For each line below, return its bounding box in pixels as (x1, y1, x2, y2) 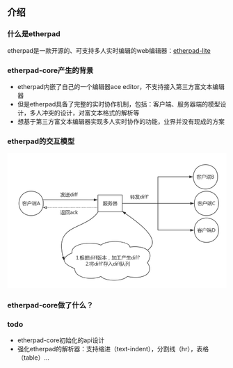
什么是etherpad (7, 29, 61, 39)
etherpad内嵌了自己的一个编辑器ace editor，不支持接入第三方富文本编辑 (17, 82, 225, 90)
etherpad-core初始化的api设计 (17, 336, 105, 344)
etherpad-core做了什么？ (7, 300, 94, 310)
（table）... (17, 353, 50, 362)
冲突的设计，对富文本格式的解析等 (41, 109, 140, 117)
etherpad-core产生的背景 (7, 65, 94, 75)
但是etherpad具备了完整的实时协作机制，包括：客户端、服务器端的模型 (17, 99, 220, 108)
